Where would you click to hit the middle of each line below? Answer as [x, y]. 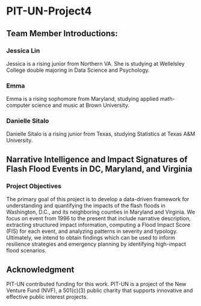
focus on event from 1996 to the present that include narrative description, [98, 218]
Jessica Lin [23, 51]
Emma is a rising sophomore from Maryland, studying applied [82, 99]
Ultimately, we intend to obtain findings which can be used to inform [91, 238]
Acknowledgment [40, 269]
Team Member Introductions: [62, 33]
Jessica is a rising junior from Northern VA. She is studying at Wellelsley [95, 63]
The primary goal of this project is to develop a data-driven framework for [98, 199]
